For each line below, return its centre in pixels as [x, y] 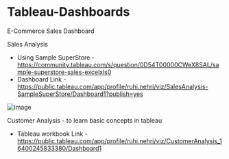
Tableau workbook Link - [52, 134]
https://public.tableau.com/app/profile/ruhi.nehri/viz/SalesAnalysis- [112, 86]
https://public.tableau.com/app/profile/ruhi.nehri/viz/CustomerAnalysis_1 [119, 140]
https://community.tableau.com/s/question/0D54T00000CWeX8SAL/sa [118, 64]
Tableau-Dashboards [69, 12]
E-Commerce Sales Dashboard [51, 31]
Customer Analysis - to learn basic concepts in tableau [85, 120]
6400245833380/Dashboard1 [59, 148]
